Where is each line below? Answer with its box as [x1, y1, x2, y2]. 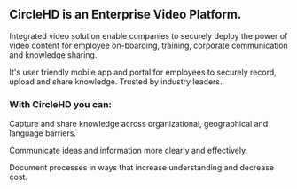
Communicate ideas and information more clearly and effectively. [9, 146, 248, 156]
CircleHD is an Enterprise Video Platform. [9, 7, 242, 22]
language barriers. [9, 128, 77, 138]
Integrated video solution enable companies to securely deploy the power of [9, 30, 288, 41]
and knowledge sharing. [9, 49, 98, 60]
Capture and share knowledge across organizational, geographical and [9, 119, 269, 130]
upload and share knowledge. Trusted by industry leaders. [9, 75, 223, 87]
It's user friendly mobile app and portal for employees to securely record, [9, 67, 277, 77]
